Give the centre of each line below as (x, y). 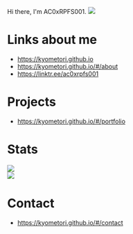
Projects (32, 102)
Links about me (52, 40)
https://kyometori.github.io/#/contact (70, 222)
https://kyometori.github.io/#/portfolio (71, 121)
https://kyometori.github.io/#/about (68, 66)
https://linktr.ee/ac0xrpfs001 (58, 74)
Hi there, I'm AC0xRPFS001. (47, 11)
